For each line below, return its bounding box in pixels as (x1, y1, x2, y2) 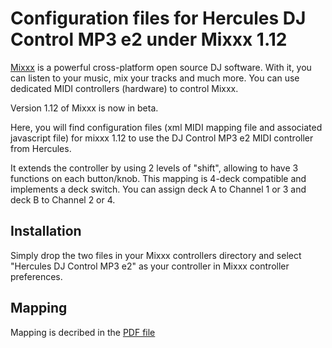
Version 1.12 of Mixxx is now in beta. (10, 102, 159, 114)
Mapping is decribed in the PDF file (10, 326, 156, 338)
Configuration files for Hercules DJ (10, 7, 307, 30)
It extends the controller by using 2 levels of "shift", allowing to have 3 (10, 162, 299, 174)
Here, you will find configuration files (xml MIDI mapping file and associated (10, 121, 323, 133)
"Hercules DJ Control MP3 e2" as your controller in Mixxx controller (10, 260, 290, 272)
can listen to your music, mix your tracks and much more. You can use (10, 72, 300, 84)
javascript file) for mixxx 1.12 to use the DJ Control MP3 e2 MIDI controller (10, 132, 314, 144)
